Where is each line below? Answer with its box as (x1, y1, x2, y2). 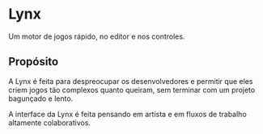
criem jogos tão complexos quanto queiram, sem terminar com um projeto (8, 85, 256, 94)
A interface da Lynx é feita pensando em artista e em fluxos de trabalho (8, 109, 247, 119)
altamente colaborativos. (8, 118, 91, 128)
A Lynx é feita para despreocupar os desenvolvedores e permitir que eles (8, 76, 253, 86)
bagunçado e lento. (8, 94, 74, 103)
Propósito (8, 55, 59, 69)
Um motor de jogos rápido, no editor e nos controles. (8, 31, 185, 41)
